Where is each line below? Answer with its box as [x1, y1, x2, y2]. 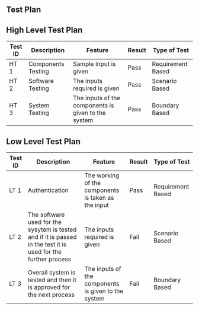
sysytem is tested [27, 225, 77, 234]
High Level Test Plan [6, 25, 83, 35]
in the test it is [27, 240, 67, 248]
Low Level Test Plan [6, 136, 81, 146]
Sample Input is [73, 60, 116, 68]
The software [27, 210, 65, 219]
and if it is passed [27, 233, 77, 241]
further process [27, 255, 72, 263]
